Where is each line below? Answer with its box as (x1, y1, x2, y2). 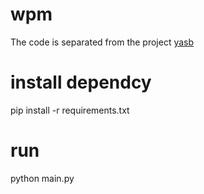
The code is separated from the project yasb (10, 36, 195, 48)
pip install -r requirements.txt (10, 104, 130, 116)
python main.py (10, 172, 75, 184)
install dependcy (10, 71, 152, 94)
